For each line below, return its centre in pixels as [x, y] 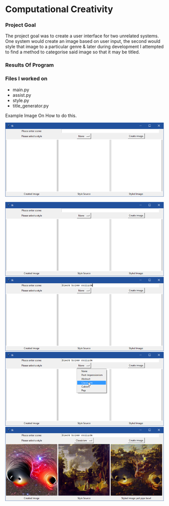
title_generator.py [31, 106]
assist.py [22, 95]
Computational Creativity [59, 9]
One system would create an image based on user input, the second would [83, 41]
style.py [21, 100]
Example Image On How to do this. [41, 115]
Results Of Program [30, 65]
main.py [21, 90]
